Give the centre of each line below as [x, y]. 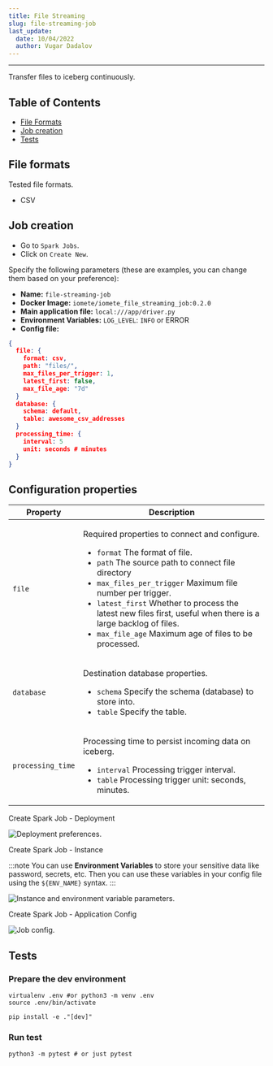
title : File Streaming [47, 16]
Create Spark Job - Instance [56, 850]
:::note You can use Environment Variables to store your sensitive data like [134, 865]
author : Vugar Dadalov [54, 46]
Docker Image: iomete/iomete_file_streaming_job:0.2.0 [115, 302]
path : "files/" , [51, 366]
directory [114, 573]
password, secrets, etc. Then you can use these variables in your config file [135, 874]
